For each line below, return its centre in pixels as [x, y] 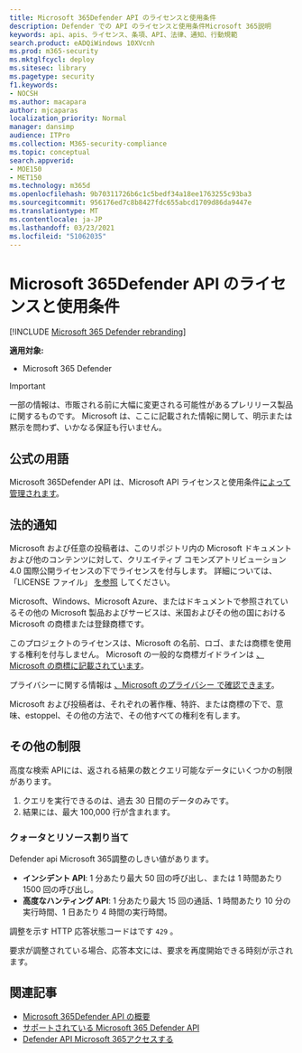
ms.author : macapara [48, 102]
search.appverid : [42, 160]
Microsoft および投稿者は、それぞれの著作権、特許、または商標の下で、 [142, 704]
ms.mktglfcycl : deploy [52, 60]
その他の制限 [45, 747]
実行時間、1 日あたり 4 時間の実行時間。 [97, 912]
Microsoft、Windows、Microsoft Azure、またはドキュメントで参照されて [145, 601]
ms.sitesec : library [48, 69]
